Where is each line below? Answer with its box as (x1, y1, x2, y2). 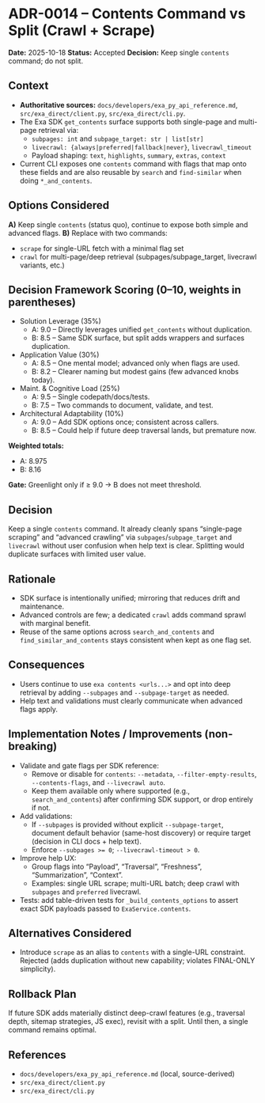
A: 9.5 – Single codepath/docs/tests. (31, 392, 150, 402)
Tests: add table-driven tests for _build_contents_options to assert (19, 895, 239, 904)
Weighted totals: (8, 441, 65, 451)
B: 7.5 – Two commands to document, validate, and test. (31, 400, 214, 410)
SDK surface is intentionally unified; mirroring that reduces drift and (19, 593, 240, 602)
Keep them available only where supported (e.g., (31, 786, 191, 795)
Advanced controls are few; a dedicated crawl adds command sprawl (19, 610, 247, 620)
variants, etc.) (19, 260, 65, 270)
